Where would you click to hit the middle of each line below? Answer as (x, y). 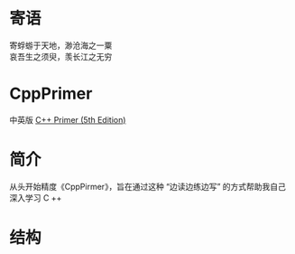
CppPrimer (51, 94)
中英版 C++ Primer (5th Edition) (68, 119)
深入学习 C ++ (36, 198)
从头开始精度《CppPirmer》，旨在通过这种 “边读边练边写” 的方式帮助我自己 (148, 186)
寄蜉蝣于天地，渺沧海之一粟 (61, 45)
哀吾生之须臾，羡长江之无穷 (61, 56)
